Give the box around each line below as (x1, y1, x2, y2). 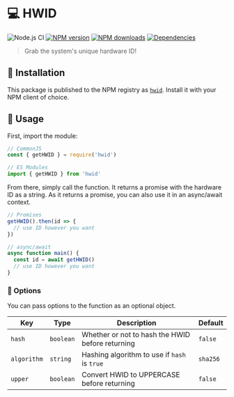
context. (7, 198, 31, 206)
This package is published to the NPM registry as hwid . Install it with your (7, 85, 217, 94)
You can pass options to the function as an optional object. (7, 302, 176, 310)
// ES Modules (7, 164, 49, 171)
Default (198, 318, 224, 328)
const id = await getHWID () (13, 256, 95, 263)
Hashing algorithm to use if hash (81, 350, 186, 359)
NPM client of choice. (7, 93, 70, 101)
